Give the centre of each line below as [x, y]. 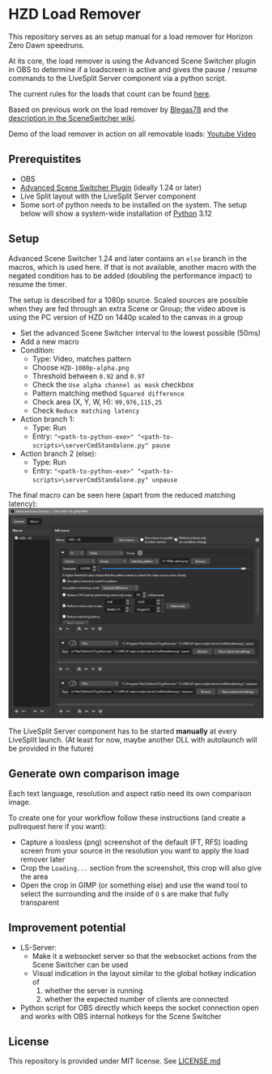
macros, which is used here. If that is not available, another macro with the [132, 267]
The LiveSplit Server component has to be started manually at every [123, 731]
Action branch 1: [47, 419]
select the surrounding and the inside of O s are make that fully [124, 893]
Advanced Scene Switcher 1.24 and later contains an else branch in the [127, 258]
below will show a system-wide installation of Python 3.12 [116, 213]
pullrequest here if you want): [57, 826]
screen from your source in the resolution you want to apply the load [134, 850]
